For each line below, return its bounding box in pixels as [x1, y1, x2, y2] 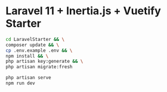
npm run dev [5, 80, 35, 87]
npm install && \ [5, 53, 49, 59]
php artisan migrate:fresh [5, 64, 73, 70]
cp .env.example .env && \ [5, 47, 73, 53]
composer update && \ [5, 42, 60, 48]
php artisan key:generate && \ [5, 58, 83, 65]
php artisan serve [5, 75, 51, 81]
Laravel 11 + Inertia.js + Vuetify [5, 4, 162, 18]
